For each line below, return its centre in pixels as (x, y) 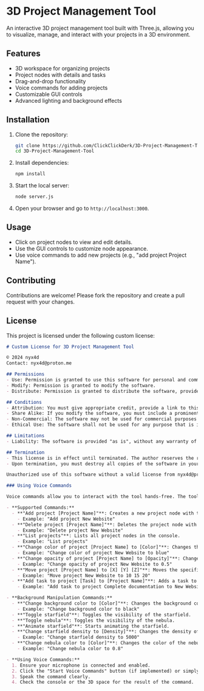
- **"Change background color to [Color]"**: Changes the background (101, 603)
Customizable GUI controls (49, 94)
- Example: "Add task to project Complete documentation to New (100, 587)
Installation (28, 120)
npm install (30, 174)
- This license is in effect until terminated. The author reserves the (100, 458)
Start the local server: (42, 186)
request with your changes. (40, 302)
